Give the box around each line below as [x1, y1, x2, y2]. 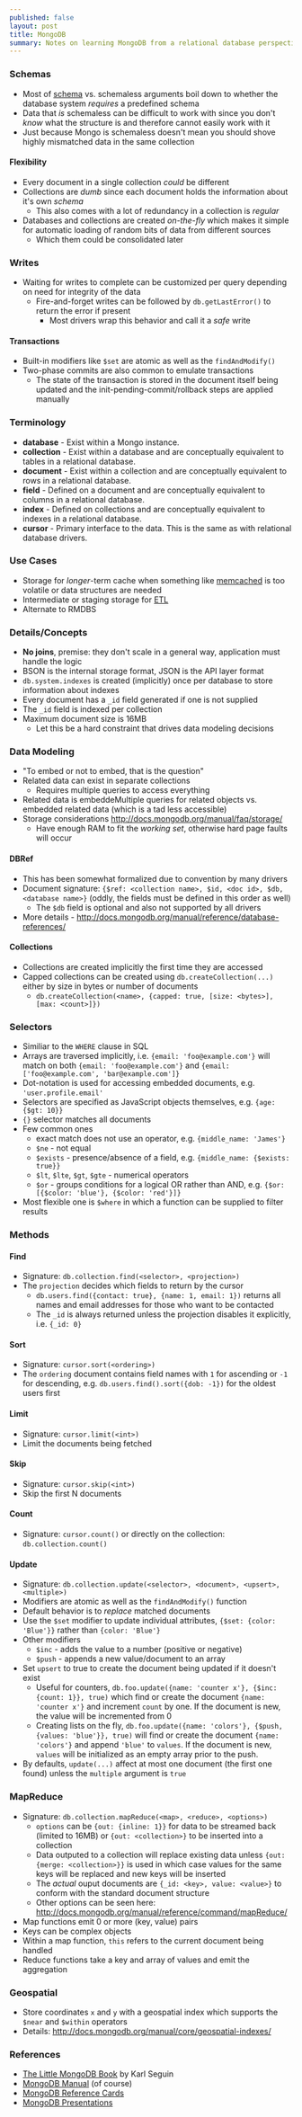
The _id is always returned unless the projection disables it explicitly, [35, 1309, 292, 1320]
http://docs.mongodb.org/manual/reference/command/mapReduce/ [35, 1907, 288, 1917]
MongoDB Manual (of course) [22, 2078, 133, 2089]
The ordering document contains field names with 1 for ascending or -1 [22, 1368, 289, 1380]
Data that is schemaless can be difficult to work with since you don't [22, 107, 276, 118]
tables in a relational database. [22, 456, 137, 467]
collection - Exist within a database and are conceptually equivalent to [22, 446, 285, 457]
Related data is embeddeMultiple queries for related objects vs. [22, 795, 258, 805]
